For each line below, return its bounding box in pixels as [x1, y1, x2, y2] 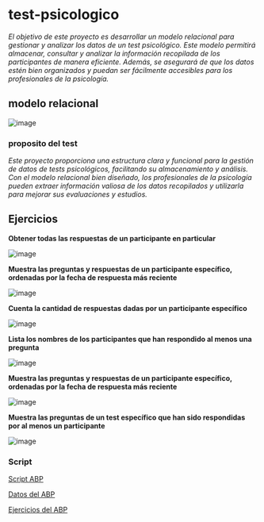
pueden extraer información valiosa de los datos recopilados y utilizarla [8, 181, 244, 191]
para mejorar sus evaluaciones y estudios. [8, 190, 148, 199]
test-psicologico [8, 6, 120, 24]
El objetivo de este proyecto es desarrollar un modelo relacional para [8, 32, 235, 41]
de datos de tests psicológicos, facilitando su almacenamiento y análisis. [8, 164, 248, 174]
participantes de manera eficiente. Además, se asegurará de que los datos [8, 57, 254, 67]
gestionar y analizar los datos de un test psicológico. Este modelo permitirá [8, 40, 256, 49]
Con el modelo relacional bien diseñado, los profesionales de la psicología [8, 173, 252, 182]
